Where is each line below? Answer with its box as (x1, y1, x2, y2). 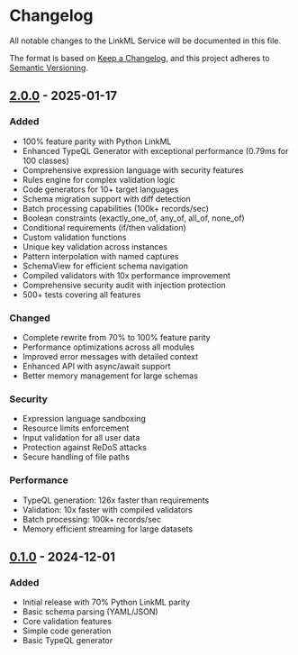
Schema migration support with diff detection (22, 193, 191, 204)
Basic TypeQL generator (22, 635, 113, 646)
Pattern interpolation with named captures (22, 250, 179, 261)
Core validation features (22, 616, 113, 627)
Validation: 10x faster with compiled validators (22, 504, 194, 514)
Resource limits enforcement (22, 423, 130, 433)
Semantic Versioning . (9, 62, 88, 73)
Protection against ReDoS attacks (22, 442, 147, 453)
